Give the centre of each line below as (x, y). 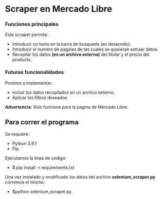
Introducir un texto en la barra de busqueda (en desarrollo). (72, 44)
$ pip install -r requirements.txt (43, 167)
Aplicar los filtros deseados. (40, 97)
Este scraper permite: (27, 35)
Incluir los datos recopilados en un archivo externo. (63, 92)
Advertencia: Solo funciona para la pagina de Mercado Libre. (67, 107)
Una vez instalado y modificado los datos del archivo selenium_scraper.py (80, 177)
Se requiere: (17, 134)
